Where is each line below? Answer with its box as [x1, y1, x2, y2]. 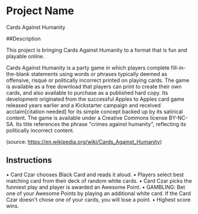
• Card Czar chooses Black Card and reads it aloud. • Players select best [6, 171, 184, 178]
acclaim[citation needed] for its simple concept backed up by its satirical [6, 108, 183, 115]
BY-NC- [168, 114, 188, 121]
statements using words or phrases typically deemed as [31, 70, 167, 77]
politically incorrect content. [6, 127, 74, 134]
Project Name [6, 4, 74, 18]
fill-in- [171, 64, 186, 71]
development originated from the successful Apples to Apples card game [6, 96, 184, 103]
